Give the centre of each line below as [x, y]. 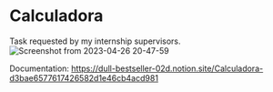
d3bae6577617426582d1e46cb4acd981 [84, 77]
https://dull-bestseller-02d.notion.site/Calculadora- [167, 68]
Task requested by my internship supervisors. [95, 41]
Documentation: [40, 68]
